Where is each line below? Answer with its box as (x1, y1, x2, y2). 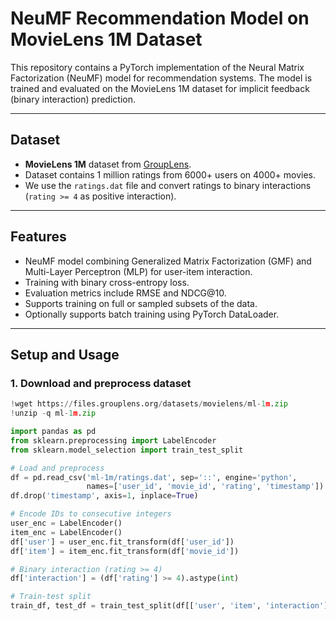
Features (10, 228, 67, 246)
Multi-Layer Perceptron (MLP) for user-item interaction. (24, 265, 253, 277)
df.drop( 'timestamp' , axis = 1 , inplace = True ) (10, 491, 199, 501)
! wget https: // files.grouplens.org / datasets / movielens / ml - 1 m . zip (10, 399, 289, 409)
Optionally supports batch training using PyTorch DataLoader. (24, 308, 280, 320)
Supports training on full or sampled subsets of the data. (24, 297, 258, 309)
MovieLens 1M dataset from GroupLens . (24, 158, 192, 170)
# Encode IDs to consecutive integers (10, 509, 172, 519)
